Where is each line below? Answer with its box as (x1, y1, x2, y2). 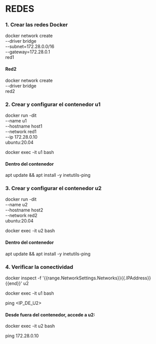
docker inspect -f (5, 275, 42, 281)
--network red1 (5, 128, 37, 135)
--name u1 (5, 117, 27, 123)
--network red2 (5, 212, 38, 218)
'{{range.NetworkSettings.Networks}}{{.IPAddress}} (42, 275, 151, 281)
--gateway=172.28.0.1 (5, 49, 51, 55)
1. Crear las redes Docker (5, 21, 68, 28)
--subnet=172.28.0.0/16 (5, 44, 55, 50)
